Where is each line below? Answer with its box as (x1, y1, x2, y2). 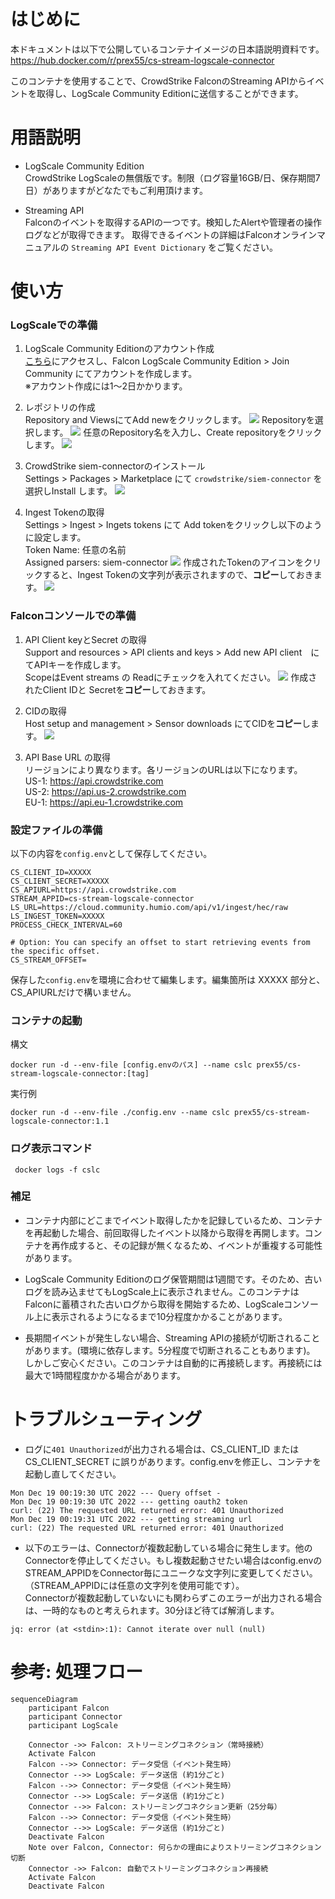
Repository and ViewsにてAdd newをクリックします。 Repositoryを (24, 414, 315, 426)
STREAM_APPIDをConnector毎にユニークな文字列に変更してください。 (24, 1566, 318, 1579)
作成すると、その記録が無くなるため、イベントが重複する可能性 (59, 1239, 323, 1251)
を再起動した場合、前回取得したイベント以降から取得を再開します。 (24, 1226, 305, 1239)
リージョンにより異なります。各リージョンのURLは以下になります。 (24, 763, 303, 775)
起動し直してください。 (24, 1468, 122, 1480)
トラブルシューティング (10, 1408, 203, 1431)
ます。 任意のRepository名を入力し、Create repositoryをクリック (42, 426, 323, 439)
